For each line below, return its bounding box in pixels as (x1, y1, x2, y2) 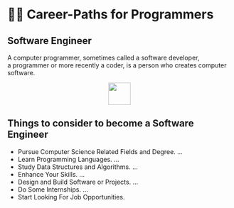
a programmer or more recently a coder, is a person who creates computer (7, 61, 227, 70)
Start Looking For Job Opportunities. (17, 192, 125, 201)
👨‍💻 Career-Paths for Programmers (7, 6, 214, 23)
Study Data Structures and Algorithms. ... (17, 163, 139, 171)
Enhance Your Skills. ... (17, 170, 85, 178)
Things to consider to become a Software (7, 117, 194, 130)
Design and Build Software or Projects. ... (17, 177, 139, 186)
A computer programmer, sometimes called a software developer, (7, 53, 200, 62)
